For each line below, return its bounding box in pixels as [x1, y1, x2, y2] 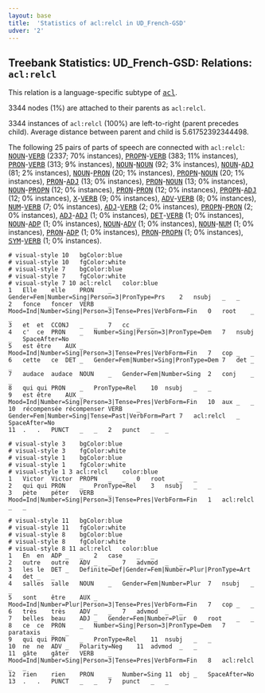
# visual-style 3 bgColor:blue [8, 440, 123, 448]
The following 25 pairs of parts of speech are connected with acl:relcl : [8, 143, 245, 152]
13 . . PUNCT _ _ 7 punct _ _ [8, 678, 170, 686]
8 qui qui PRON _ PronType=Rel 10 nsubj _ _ [8, 384, 212, 392]
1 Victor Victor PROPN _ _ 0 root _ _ [8, 475, 197, 483]
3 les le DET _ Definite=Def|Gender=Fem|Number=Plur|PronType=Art [8, 566, 251, 574]
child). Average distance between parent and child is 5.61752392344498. [8, 127, 249, 137]
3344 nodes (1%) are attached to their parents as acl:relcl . [8, 103, 206, 113]
